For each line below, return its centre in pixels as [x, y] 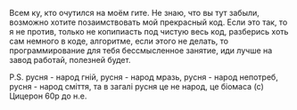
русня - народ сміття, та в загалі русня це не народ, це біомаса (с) [137, 86]
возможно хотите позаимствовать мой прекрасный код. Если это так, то [148, 22]
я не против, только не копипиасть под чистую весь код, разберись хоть [149, 31]
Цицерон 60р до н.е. [48, 96]
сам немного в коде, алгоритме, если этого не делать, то [119, 41]
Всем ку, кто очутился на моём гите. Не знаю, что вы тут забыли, [135, 13]
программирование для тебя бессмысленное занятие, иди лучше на [141, 51]
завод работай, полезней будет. [70, 60]
